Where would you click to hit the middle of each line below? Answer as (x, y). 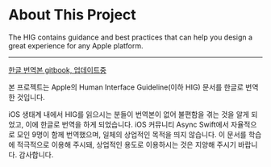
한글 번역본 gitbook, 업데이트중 (58, 69)
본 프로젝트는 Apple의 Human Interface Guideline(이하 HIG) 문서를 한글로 (126, 87)
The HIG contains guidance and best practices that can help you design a (130, 37)
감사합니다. (36, 154)
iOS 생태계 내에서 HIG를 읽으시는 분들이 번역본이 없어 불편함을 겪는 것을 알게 (129, 114)
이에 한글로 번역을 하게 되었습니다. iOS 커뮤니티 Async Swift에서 (127, 124)
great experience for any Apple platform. (76, 45)
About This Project (73, 15)
